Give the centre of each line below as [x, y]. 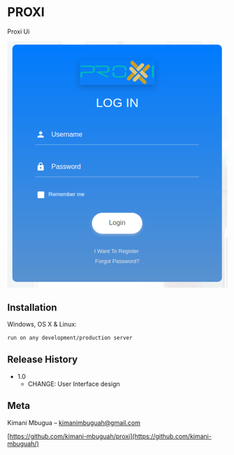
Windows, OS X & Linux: [42, 325]
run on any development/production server [70, 338]
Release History [43, 360]
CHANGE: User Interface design [74, 384]
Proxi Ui [19, 31]
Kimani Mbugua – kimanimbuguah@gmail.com [74, 422]
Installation [32, 307]
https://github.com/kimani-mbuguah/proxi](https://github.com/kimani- [110, 436]
